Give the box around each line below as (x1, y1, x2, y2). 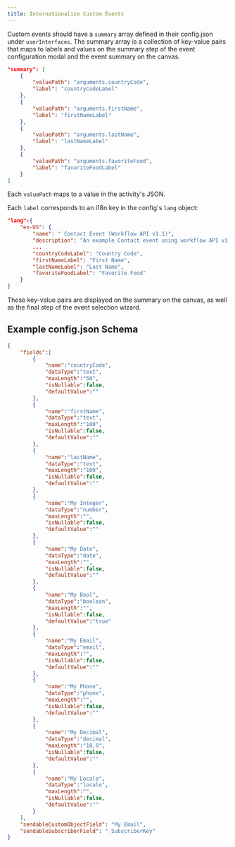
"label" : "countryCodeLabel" (32, 85, 118, 92)
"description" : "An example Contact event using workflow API (32, 237, 219, 244)
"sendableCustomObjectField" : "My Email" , (20, 821, 146, 828)
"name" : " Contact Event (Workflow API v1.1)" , (32, 231, 174, 238)
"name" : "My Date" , (44, 545, 99, 552)
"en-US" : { (20, 224, 52, 231)
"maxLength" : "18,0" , (44, 742, 106, 750)
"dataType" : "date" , (44, 552, 102, 559)
